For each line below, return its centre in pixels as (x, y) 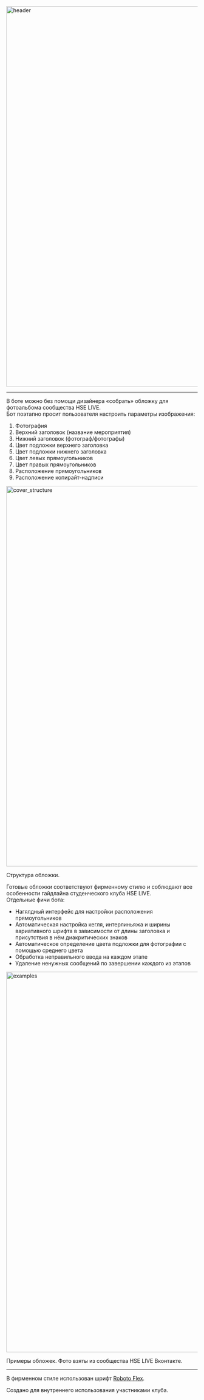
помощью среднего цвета (49, 950)
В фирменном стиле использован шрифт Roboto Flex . (75, 1378)
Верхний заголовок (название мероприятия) (73, 432)
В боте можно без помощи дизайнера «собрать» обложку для (87, 401)
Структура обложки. (33, 875)
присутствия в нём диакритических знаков (71, 937)
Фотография (31, 426)
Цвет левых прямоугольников (54, 458)
